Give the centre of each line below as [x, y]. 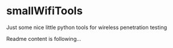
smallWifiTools [45, 11]
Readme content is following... [44, 39]
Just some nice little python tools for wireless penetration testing [87, 27]
